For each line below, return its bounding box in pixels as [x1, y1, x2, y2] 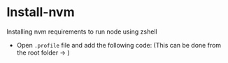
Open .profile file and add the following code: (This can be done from [16, 41, 222, 49]
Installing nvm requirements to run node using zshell [6, 27, 158, 36]
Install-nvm [6, 4, 75, 20]
